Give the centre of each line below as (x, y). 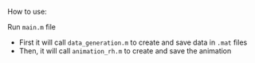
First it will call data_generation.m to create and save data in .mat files (133, 42)
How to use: (27, 12)
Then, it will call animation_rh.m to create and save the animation (125, 51)
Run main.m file (32, 27)
